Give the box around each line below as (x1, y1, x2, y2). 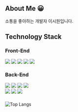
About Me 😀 (5, 4, 44, 13)
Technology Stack (5, 32, 62, 41)
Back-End (5, 71, 29, 78)
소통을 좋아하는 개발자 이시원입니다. (5, 18, 74, 24)
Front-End (5, 47, 30, 54)
